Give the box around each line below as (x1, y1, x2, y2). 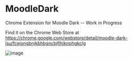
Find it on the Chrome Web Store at (5, 29, 79, 35)
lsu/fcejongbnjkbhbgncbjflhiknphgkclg (5, 40, 86, 46)
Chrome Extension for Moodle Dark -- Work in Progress (5, 20, 122, 26)
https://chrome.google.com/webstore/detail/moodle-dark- (5, 35, 128, 41)
